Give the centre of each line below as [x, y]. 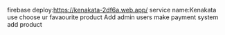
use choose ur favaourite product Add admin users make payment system [113, 17]
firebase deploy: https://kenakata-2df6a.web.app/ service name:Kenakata [112, 10]
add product [25, 24]
